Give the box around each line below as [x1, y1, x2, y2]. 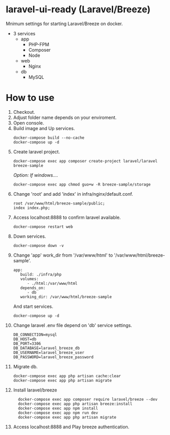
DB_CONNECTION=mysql [13, 332, 57, 337]
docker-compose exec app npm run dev [18, 410, 99, 416]
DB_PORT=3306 [13, 341, 41, 346]
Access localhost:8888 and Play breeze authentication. [13, 424, 130, 430]
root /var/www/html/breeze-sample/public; [13, 201, 105, 206]
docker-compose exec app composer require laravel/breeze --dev [18, 397, 158, 402]
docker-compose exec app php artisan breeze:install [18, 401, 133, 406]
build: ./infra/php [20, 272, 62, 277]
